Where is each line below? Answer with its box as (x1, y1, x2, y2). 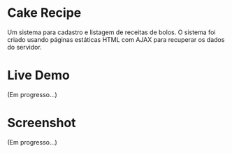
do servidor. (7, 43, 42, 51)
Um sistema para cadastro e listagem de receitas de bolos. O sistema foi (7, 28, 216, 36)
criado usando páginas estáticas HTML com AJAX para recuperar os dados (7, 35, 225, 43)
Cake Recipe (7, 5, 82, 21)
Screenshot (7, 115, 76, 131)
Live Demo (7, 68, 70, 83)
